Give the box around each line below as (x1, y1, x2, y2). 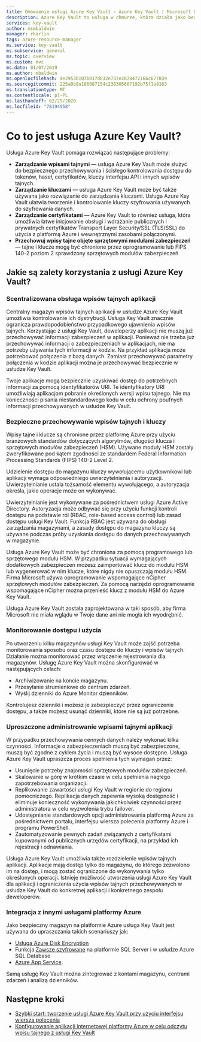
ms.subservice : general (6, 48, 66, 54)
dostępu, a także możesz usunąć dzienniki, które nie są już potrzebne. (6, 708, 179, 715)
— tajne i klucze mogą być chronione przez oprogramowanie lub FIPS (14, 243, 187, 250)
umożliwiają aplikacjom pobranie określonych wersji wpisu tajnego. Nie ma (6, 390, 190, 397)
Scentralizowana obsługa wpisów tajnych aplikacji (6, 294, 156, 303)
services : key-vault (6, 20, 58, 26)
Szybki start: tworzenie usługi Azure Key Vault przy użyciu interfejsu (14, 1010, 184, 1017)
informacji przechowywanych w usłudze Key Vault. (6, 403, 132, 410)
